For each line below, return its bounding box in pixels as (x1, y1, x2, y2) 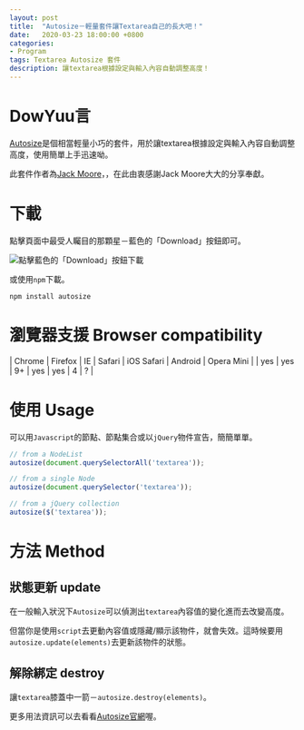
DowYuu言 (9, 106, 92, 127)
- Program (9, 47, 47, 56)
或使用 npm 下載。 (9, 273, 70, 284)
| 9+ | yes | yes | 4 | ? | (9, 365, 93, 376)
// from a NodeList (9, 449, 83, 459)
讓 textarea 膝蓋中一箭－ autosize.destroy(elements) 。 (9, 691, 211, 702)
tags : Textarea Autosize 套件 (9, 55, 121, 64)
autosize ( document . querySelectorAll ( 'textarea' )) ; (9, 458, 205, 468)
